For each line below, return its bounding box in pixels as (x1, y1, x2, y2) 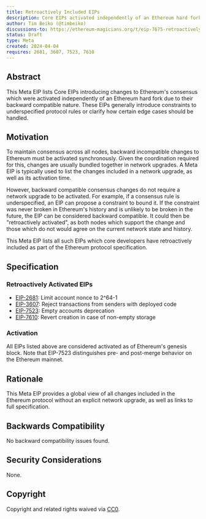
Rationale (6, 373, 44, 384)
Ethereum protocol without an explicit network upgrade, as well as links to (6, 397, 193, 404)
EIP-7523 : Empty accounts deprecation (15, 307, 115, 314)
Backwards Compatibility (6, 421, 105, 431)
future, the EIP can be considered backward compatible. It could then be (6, 213, 190, 220)
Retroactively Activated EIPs (6, 280, 93, 289)
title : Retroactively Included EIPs (6, 9, 100, 15)
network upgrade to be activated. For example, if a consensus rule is (6, 193, 180, 200)
